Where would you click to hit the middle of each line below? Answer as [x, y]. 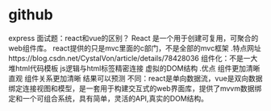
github [31, 15]
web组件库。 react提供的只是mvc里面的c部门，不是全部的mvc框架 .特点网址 [135, 48]
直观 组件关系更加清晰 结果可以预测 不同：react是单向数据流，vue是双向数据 [135, 78]
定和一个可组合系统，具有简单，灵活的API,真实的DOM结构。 [108, 98]
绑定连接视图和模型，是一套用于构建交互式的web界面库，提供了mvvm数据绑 [135, 88]
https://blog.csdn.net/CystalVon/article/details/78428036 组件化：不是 [126, 58]
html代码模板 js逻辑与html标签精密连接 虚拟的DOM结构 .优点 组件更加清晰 [138, 68]
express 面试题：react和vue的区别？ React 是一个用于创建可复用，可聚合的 [133, 38]
